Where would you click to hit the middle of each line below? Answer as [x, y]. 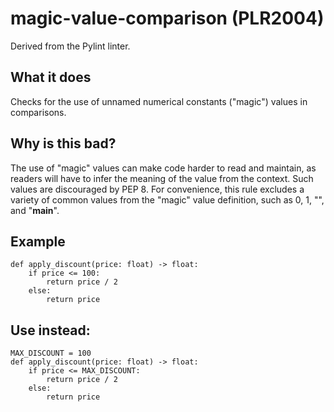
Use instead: [50, 330]
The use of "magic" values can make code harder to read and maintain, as [163, 168]
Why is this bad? [63, 143]
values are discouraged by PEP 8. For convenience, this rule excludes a [157, 189]
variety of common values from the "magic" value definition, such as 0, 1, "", [167, 199]
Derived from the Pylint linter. [70, 46]
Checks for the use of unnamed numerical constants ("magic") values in [159, 101]
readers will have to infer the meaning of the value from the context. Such [162, 178]
